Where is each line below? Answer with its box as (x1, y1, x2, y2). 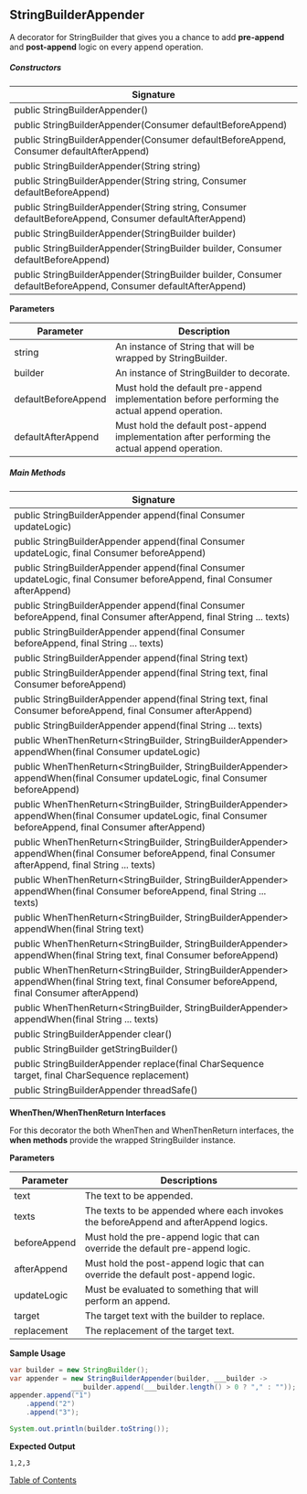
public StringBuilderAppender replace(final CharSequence (14, 1057, 265, 1070)
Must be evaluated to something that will (84, 1283, 259, 1296)
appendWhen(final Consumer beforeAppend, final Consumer (14, 847, 276, 859)
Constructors (9, 62, 62, 73)
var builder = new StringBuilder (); (9, 1365, 149, 1374)
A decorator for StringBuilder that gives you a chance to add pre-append (9, 31, 285, 42)
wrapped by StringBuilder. (115, 351, 228, 364)
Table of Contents (9, 1474, 78, 1485)
